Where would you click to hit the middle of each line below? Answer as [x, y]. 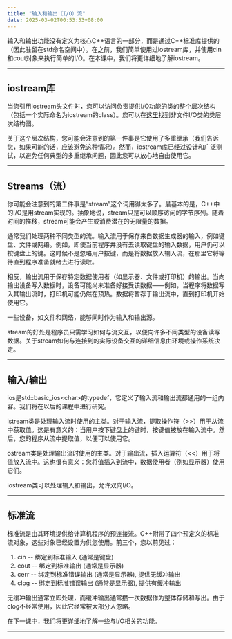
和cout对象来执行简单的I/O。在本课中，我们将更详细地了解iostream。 [106, 58]
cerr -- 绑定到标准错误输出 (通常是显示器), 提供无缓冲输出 [99, 574]
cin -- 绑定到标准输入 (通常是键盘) [65, 557]
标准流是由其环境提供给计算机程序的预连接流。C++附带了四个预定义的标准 [113, 533]
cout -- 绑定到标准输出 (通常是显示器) [70, 566]
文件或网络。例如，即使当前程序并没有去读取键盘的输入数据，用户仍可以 [122, 245]
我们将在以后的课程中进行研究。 [65, 406]
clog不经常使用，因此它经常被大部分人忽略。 [71, 606]
